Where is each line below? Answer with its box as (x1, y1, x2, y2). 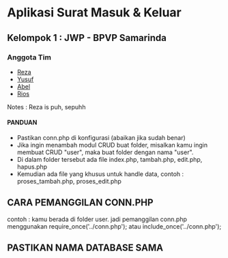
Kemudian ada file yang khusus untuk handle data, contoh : (16, 170, 184, 178)
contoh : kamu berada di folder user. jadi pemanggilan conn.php (7, 215, 188, 223)
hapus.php (16, 162, 48, 171)
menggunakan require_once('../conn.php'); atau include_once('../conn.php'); (7, 222, 222, 230)
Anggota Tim (7, 53, 51, 62)
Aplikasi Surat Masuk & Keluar (7, 5, 182, 20)
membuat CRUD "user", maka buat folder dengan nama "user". (16, 148, 194, 156)
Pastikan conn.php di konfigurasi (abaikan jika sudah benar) (16, 134, 186, 142)
